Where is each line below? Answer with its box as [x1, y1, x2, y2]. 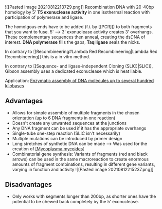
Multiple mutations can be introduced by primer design [12, 135, 123, 141]
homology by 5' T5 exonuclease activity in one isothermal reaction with [5, 9, 150, 15]
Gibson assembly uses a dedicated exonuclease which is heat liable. [5, 68, 143, 74]
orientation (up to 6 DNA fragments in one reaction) [12, 115, 116, 121]
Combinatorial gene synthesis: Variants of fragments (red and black [12, 151, 148, 157]
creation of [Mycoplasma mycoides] [12, 145, 85, 152]
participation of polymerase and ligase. [5, 15, 84, 20]
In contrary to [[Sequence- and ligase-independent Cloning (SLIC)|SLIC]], [5, 63, 153, 69]
